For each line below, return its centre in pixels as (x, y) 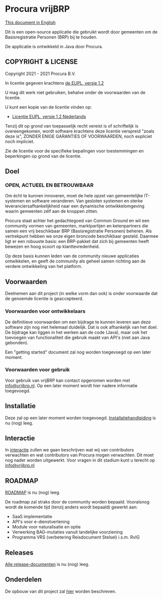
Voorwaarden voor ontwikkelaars (45, 311)
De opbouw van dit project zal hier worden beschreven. (61, 591)
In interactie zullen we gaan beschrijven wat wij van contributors (70, 450)
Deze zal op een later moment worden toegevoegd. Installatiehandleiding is (81, 418)
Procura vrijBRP (37, 9)
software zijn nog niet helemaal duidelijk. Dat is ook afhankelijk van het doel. (81, 327)
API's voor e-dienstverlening (41, 522)
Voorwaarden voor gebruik (37, 370)
